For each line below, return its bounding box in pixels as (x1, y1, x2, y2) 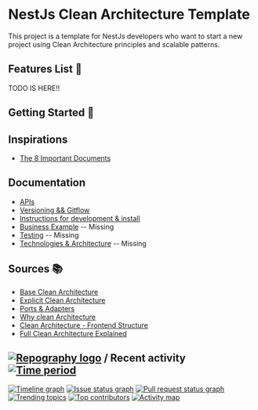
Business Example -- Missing (19, 222, 114, 231)
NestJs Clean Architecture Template (8, 5, 251, 24)
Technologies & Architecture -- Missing (19, 238, 147, 248)
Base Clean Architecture (19, 287, 99, 296)
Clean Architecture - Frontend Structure (19, 320, 149, 330)
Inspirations (8, 132, 68, 146)
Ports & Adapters (19, 303, 75, 313)
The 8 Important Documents (19, 153, 111, 162)
